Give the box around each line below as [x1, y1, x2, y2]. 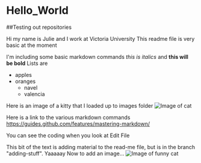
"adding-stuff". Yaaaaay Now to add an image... [6, 150, 125, 157]
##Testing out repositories [6, 23, 72, 31]
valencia [23, 90, 45, 97]
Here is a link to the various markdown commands [6, 114, 131, 121]
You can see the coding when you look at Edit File [6, 132, 130, 139]
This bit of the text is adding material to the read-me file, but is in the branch [6, 143, 196, 150]
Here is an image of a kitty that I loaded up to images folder [6, 102, 153, 109]
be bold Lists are [6, 60, 48, 67]
